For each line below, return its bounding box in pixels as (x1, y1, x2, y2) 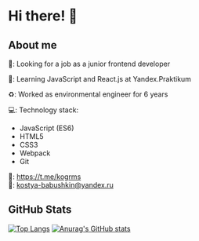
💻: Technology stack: (8, 105, 79, 115)
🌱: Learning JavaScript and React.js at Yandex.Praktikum (8, 75, 192, 83)
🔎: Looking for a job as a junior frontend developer (8, 59, 171, 68)
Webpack (19, 148, 51, 158)
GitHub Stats (8, 203, 72, 217)
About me (8, 38, 57, 52)
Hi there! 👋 (8, 7, 78, 25)
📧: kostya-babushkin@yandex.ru (8, 181, 114, 189)
